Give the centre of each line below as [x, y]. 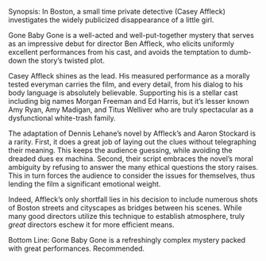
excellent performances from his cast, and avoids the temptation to [118, 52]
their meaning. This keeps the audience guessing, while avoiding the [120, 150]
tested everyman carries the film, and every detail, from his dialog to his [126, 84]
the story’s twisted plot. [66, 60]
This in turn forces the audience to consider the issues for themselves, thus [132, 175]
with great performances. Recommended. [77, 248]
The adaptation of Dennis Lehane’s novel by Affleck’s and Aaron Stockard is [132, 133]
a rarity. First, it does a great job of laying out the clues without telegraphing [132, 142]
